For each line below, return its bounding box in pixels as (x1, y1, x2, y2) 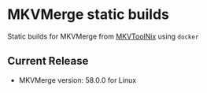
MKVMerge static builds (7, 6, 170, 24)
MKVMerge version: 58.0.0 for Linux (18, 75, 137, 84)
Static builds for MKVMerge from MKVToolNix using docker (7, 32, 199, 41)
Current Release (7, 54, 89, 68)
